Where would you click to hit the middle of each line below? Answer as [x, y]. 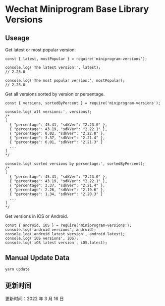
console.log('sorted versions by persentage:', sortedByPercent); [75, 164]
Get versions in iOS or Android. [37, 216]
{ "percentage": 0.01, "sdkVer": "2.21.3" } [56, 142]
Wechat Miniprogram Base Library [77, 9]
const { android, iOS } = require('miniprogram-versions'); [69, 225]
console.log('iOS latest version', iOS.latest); [56, 243]
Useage [17, 38]
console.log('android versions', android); [51, 230]
